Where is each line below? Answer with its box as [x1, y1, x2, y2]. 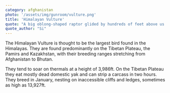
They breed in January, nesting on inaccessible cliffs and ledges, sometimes [5, 77, 165, 83]
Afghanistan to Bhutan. [5, 56, 53, 62]
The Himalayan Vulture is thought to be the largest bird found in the [5, 40, 146, 46]
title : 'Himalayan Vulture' [5, 17, 65, 22]
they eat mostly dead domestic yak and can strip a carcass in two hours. [5, 71, 157, 77]
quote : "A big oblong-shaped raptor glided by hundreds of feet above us [5, 21, 165, 27]
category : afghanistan [5, 7, 53, 13]
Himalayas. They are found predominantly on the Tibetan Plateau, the [5, 45, 151, 52]
